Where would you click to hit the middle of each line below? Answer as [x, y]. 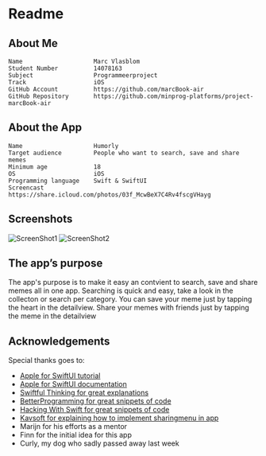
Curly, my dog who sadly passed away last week [100, 443]
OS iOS [56, 173]
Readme [36, 14]
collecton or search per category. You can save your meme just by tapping [130, 299]
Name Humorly [64, 146]
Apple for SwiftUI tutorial [60, 376]
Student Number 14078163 [66, 68]
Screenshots [40, 219]
